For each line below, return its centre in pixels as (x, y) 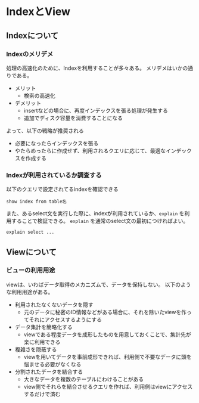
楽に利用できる (42, 342)
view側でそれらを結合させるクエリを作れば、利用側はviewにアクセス (108, 386)
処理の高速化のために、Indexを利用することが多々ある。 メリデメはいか (94, 68)
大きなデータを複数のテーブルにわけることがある (84, 379)
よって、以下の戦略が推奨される (45, 131)
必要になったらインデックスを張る (57, 143)
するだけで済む (42, 394)
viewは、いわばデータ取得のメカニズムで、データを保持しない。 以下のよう (99, 284)
